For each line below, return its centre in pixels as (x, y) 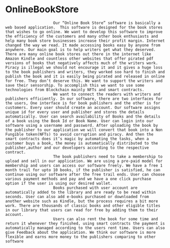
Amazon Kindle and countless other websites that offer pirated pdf (79, 59)
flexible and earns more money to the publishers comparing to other (81, 237)
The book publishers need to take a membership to (108, 156)
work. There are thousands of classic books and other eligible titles (83, 205)
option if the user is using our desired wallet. (59, 183)
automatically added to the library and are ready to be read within (81, 192)
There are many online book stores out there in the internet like (78, 54)
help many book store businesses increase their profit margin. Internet (85, 41)
